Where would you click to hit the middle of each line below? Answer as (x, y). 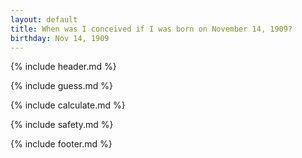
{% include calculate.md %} (68, 105)
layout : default (44, 19)
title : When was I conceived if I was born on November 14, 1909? (151, 29)
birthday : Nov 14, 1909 (60, 38)
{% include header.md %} (63, 67)
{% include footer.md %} (61, 144)
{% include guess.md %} (61, 86)
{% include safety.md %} (62, 125)
